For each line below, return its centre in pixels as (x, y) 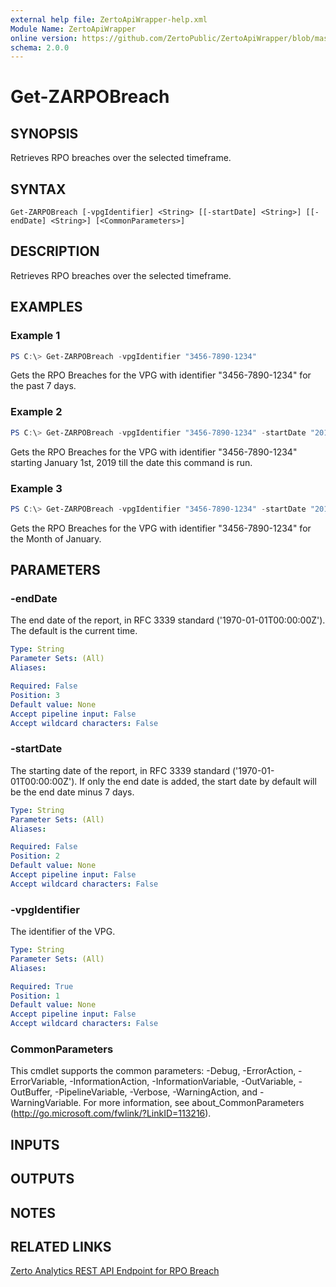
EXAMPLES (46, 307)
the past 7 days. (43, 386)
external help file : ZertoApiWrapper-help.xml (109, 19)
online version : (44, 38)
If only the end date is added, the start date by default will (198, 781)
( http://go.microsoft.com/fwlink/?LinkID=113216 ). (111, 1113)
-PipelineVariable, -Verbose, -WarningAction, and (156, 1092)
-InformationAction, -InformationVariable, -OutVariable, (183, 1082)
